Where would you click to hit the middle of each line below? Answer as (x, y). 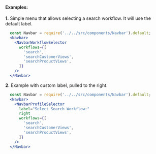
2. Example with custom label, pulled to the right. (56, 85)
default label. (19, 24)
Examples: (17, 7)
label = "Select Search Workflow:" (54, 109)
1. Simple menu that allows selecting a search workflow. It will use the (78, 18)
